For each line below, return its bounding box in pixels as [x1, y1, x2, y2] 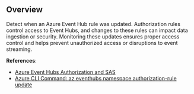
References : [6, 57, 37, 64]
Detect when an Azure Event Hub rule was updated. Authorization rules [6, 20, 181, 27]
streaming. [6, 46, 33, 53]
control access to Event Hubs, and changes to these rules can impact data [6, 27, 188, 34]
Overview [6, 5, 43, 15]
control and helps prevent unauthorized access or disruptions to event [6, 39, 178, 46]
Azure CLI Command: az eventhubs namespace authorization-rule [14, 74, 177, 82]
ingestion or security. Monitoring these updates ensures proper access [6, 33, 180, 40]
